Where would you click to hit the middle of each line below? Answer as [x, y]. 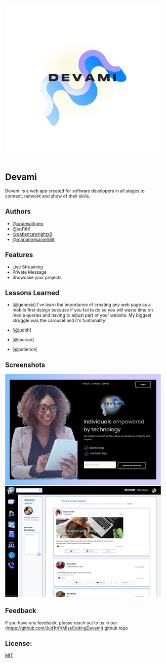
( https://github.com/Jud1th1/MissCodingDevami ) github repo [67, 628]
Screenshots [25, 365]
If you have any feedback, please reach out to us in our [61, 622]
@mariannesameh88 [34, 239]
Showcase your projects [37, 277]
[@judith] [22, 330]
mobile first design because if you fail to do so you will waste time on [83, 310]
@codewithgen [28, 223]
